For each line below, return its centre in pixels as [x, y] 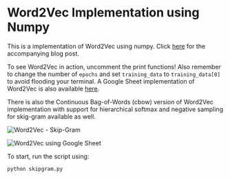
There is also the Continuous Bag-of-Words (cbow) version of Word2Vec [110, 102]
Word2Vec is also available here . [53, 88]
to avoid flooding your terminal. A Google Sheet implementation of [101, 81]
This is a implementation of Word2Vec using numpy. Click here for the [106, 46]
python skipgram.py [35, 169]
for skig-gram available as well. [52, 116]
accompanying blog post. [43, 53]
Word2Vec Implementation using [103, 13]
